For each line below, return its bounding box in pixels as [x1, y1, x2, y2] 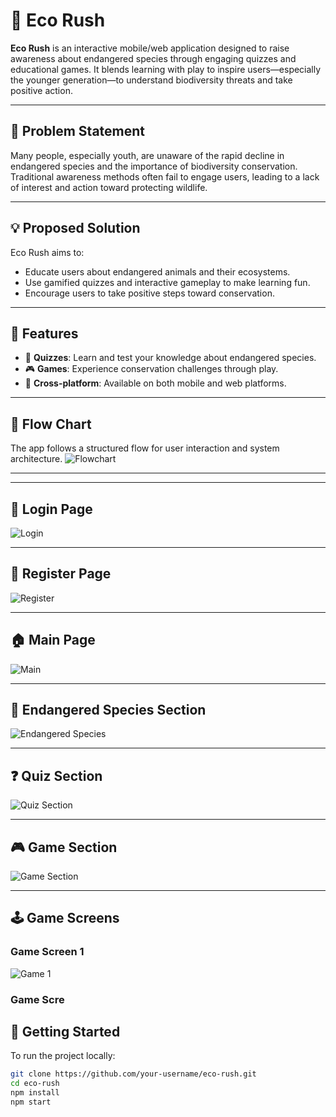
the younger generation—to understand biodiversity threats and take [10, 74, 293, 86]
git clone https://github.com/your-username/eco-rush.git [10, 1069, 257, 1079]
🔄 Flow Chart [10, 415, 92, 433]
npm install [10, 1088, 60, 1098]
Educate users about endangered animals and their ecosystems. [24, 265, 291, 278]
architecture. [10, 453, 63, 465]
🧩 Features [10, 325, 79, 342]
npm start [10, 1097, 52, 1108]
